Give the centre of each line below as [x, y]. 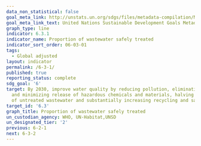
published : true [26, 73]
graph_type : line [28, 28]
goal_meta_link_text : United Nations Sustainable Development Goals [93, 23]
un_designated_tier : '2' [37, 123]
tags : [13, 51]
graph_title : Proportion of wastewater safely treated [76, 111]
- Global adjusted [35, 56]
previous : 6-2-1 [26, 128]
